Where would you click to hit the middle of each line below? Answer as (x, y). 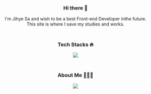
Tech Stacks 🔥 (75, 44)
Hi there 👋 (75, 8)
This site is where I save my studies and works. (75, 24)
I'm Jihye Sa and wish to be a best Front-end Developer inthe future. (75, 19)
